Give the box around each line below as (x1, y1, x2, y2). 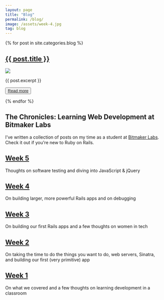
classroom (5, 290, 27, 296)
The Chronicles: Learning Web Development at (5, 113, 154, 122)
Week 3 (5, 210, 30, 218)
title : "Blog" (5, 12, 35, 17)
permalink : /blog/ (5, 17, 44, 22)
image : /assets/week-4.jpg (5, 21, 62, 27)
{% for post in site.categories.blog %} (5, 40, 84, 46)
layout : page (5, 7, 33, 13)
